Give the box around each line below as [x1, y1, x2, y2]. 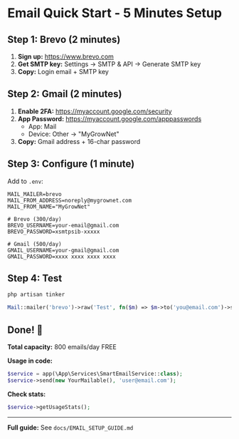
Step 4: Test [7, 272, 63, 284]
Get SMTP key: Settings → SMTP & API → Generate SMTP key [17, 60, 201, 68]
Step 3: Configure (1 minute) [7, 158, 135, 170]
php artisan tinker [7, 291, 65, 299]
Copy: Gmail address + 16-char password [17, 137, 141, 145]
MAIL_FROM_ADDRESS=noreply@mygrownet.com [7, 197, 132, 204]
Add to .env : [7, 177, 44, 185]
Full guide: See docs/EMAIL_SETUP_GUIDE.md [7, 423, 134, 432]
